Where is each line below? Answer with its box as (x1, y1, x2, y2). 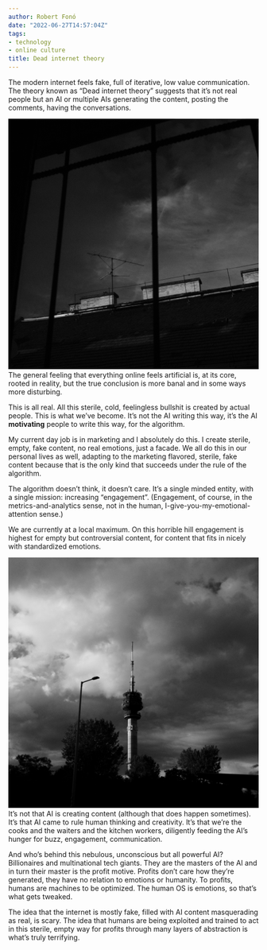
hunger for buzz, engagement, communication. (8, 835, 163, 843)
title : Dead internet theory (8, 55, 105, 63)
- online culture (8, 46, 66, 55)
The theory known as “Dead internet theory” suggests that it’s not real (8, 86, 238, 95)
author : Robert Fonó (8, 13, 77, 21)
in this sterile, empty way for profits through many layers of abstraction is (8, 925, 248, 933)
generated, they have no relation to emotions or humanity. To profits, (8, 875, 233, 884)
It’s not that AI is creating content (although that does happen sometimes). (8, 809, 252, 818)
